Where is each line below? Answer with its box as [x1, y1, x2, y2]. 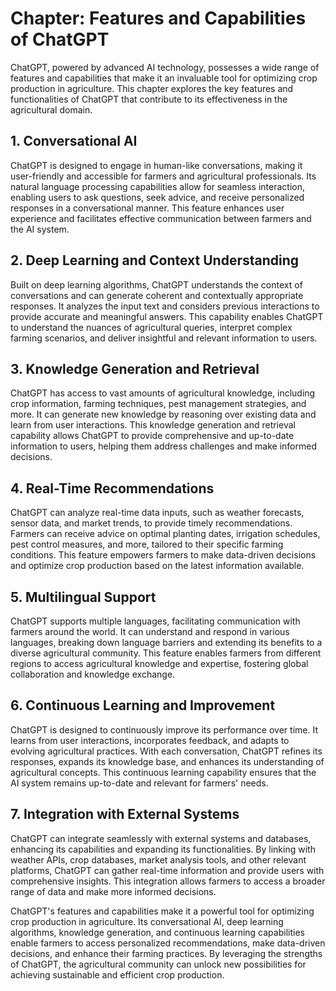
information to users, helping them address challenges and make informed [10, 440, 317, 452]
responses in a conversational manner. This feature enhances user [10, 202, 285, 214]
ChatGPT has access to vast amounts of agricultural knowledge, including [10, 387, 316, 399]
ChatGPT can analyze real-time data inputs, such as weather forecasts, [10, 507, 305, 519]
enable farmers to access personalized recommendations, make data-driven [10, 937, 326, 949]
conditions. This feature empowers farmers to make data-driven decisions [10, 549, 317, 561]
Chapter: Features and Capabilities [10, 7, 307, 30]
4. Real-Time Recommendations [10, 480, 215, 497]
